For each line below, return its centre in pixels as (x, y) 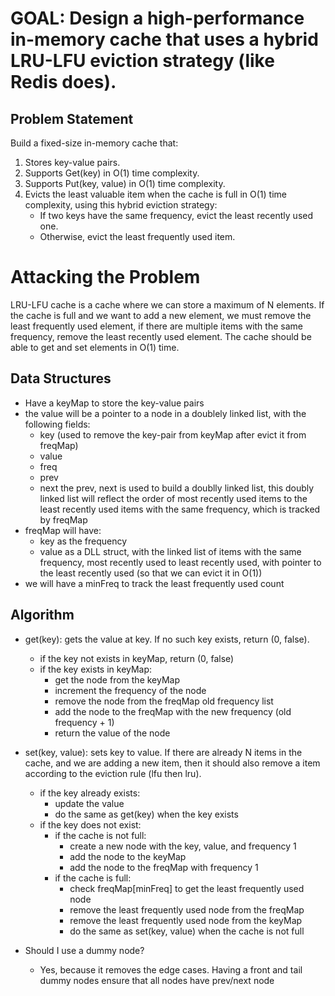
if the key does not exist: (90, 824)
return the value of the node (112, 733)
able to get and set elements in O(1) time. (95, 347)
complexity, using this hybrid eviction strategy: (121, 205)
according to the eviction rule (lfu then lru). (113, 773)
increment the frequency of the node (130, 690)
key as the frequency (83, 541)
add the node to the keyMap (128, 856)
